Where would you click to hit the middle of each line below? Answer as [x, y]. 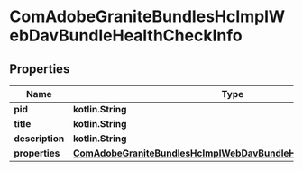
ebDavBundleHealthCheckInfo [126, 36]
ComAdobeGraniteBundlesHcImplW [147, 17]
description [39, 139]
